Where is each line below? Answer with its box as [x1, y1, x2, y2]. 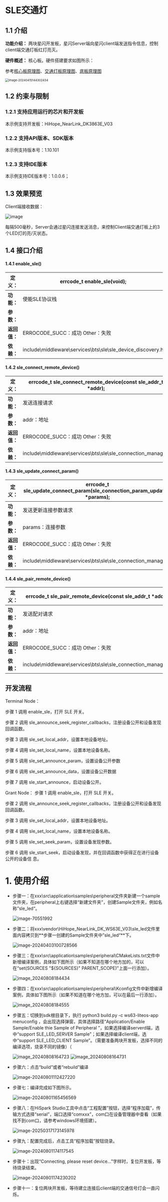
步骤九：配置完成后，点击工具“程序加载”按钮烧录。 [12, 1138, 117, 1144]
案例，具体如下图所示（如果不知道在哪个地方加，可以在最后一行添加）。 [12, 992, 159, 998]
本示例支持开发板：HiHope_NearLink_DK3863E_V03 [5, 121, 113, 127]
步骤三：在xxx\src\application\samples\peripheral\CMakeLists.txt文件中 [12, 953, 160, 959]
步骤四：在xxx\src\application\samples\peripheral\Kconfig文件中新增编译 [12, 986, 163, 992]
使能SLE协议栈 [22, 295, 57, 302]
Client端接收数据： [5, 204, 44, 210]
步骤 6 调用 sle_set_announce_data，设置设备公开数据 [5, 769, 116, 775]
